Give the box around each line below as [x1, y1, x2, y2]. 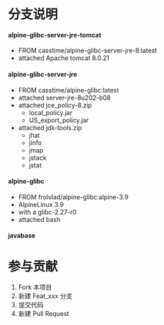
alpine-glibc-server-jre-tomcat [8, 30, 102, 39]
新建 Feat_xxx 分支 [18, 292, 73, 300]
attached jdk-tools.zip [18, 123, 82, 131]
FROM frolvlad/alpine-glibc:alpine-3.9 [18, 192, 129, 201]
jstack [28, 153, 47, 162]
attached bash [18, 215, 61, 223]
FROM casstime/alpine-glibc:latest [18, 85, 119, 94]
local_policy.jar [28, 108, 73, 117]
